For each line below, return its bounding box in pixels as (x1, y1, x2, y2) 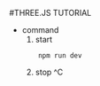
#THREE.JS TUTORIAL (9, 8, 92, 18)
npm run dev (38, 51, 82, 60)
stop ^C (35, 66, 64, 77)
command (21, 25, 59, 35)
